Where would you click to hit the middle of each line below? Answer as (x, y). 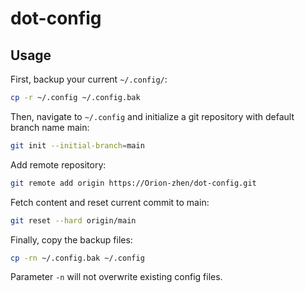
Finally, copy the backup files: (71, 239)
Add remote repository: (58, 164)
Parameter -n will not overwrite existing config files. (116, 277)
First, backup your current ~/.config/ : (89, 79)
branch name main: (50, 127)
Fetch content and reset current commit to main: (110, 202)
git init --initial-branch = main (77, 145)
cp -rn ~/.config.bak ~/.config (77, 258)
